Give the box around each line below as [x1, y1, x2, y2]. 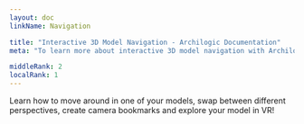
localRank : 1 [9, 71, 59, 80]
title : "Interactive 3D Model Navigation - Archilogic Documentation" [9, 38, 281, 47]
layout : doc [9, 13, 54, 22]
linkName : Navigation [9, 22, 91, 31]
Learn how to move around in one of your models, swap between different [9, 95, 287, 106]
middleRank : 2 [9, 62, 63, 72]
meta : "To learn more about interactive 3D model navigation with [9, 46, 265, 55]
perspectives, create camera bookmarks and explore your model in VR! [9, 105, 275, 115]
